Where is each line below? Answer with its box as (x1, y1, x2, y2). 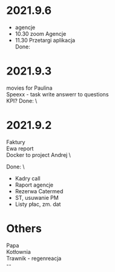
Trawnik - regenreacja (6, 254, 62, 262)
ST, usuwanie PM (15, 194, 59, 201)
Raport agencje (15, 181, 54, 188)
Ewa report (6, 145, 34, 152)
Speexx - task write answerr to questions (6, 90, 109, 98)
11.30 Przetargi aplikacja (15, 36, 76, 44)
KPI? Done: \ (6, 97, 38, 104)
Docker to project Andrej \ (6, 151, 71, 158)
